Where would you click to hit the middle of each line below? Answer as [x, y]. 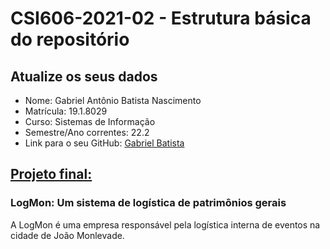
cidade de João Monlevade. [67, 235]
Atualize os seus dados [84, 76]
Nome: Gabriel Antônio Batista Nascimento [113, 100]
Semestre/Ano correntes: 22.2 [87, 132]
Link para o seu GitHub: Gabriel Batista [104, 143]
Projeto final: [51, 174]
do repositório [70, 39]
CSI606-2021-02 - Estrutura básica [161, 18]
